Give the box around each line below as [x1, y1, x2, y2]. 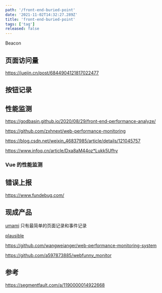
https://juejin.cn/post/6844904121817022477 [5, 69, 99, 76]
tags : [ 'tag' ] [5, 21, 35, 27]
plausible [5, 232, 24, 238]
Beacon [5, 40, 21, 46]
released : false [5, 26, 39, 31]
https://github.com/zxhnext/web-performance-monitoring [5, 128, 126, 134]
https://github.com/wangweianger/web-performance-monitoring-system [5, 242, 157, 248]
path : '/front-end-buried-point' [5, 7, 76, 13]
